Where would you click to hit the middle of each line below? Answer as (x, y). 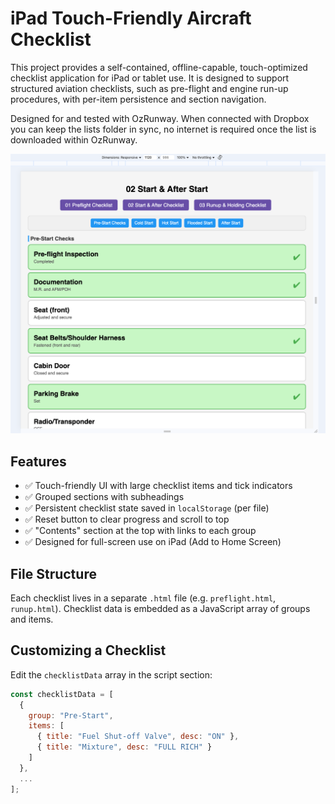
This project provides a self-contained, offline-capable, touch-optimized (159, 67)
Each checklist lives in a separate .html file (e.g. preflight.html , (143, 598)
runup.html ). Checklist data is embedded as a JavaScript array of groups (160, 608)
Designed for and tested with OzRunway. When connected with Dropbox (160, 118)
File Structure (53, 573)
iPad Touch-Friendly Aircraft (131, 18)
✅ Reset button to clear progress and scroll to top (127, 519)
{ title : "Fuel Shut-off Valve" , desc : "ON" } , (138, 737)
